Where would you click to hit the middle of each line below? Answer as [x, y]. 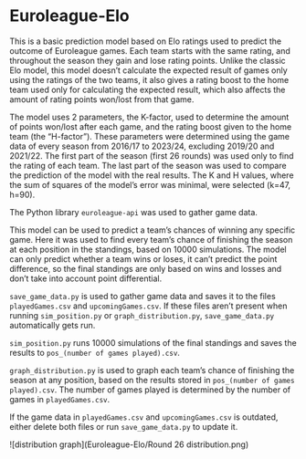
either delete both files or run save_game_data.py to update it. [124, 426]
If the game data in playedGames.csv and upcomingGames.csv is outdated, [144, 417]
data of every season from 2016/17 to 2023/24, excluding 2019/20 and [142, 146]
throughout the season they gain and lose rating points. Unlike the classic [148, 60]
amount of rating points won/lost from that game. [102, 99]
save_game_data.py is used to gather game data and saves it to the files [142, 296]
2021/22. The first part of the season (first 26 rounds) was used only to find [152, 155]
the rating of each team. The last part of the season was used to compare [148, 165]
